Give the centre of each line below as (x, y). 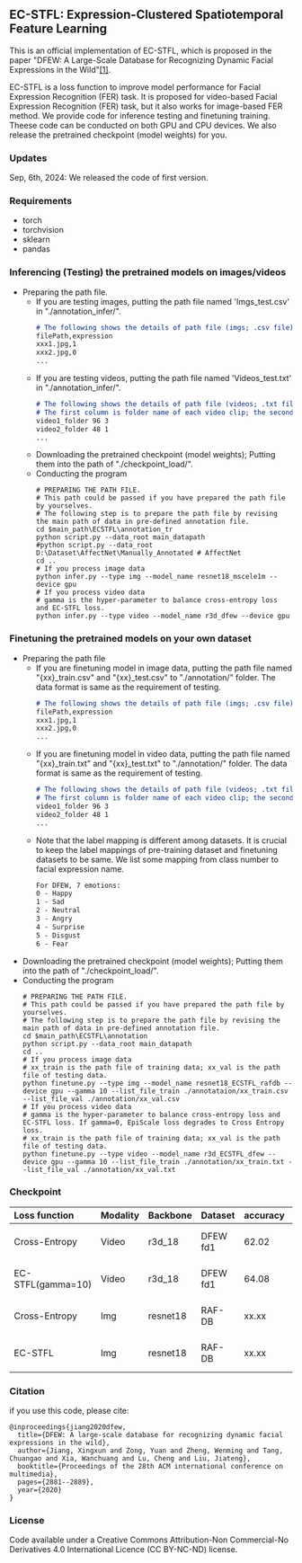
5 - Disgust (58, 935)
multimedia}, (34, 1474)
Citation (27, 1390)
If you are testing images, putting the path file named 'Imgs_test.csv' (163, 301)
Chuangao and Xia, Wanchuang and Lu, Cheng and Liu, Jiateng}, (130, 1459)
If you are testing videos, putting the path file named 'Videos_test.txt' (164, 378)
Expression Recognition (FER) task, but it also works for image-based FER (146, 106)
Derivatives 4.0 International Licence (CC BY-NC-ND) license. (124, 1550)
